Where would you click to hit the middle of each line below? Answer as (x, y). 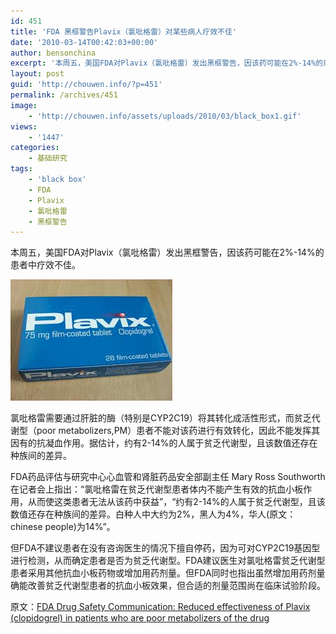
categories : (35, 148)
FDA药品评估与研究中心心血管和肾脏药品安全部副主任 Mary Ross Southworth (168, 477)
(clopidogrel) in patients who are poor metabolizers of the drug (140, 618)
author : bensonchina (53, 53)
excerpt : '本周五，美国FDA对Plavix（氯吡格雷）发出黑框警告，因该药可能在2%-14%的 (167, 63)
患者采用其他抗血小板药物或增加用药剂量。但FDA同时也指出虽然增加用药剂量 (168, 573)
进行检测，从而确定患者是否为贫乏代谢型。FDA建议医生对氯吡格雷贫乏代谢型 (168, 561)
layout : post (37, 74)
